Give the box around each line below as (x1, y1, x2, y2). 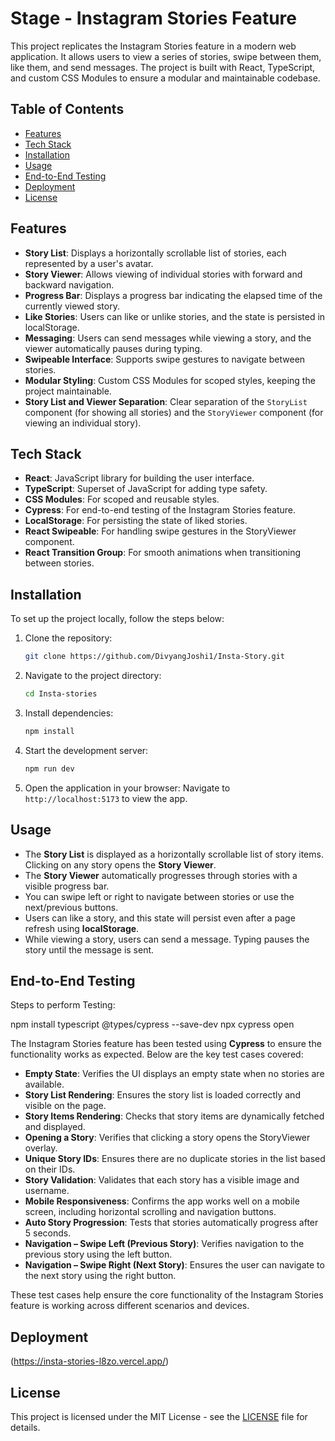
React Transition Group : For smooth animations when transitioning (24, 547, 302, 559)
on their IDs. (24, 1163, 76, 1176)
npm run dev (24, 763, 75, 774)
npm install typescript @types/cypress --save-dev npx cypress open (10, 1018, 295, 1031)
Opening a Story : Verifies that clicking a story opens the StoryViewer (24, 1132, 311, 1144)
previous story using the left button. (24, 1248, 173, 1261)
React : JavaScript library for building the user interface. (24, 472, 255, 484)
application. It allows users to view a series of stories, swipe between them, (10, 50, 322, 62)
